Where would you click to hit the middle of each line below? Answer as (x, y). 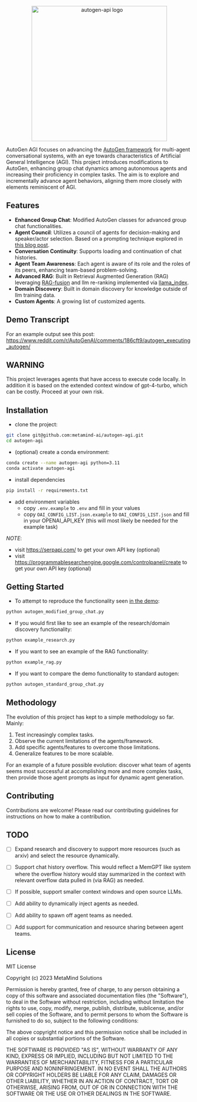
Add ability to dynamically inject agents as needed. (77, 903)
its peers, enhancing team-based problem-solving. (76, 270)
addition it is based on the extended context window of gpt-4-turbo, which (97, 386)
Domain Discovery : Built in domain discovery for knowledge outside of (101, 288)
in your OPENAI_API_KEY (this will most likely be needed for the (101, 520)
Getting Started (35, 587)
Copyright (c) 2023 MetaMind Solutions (54, 978)
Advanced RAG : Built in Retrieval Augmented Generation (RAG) (91, 276)
